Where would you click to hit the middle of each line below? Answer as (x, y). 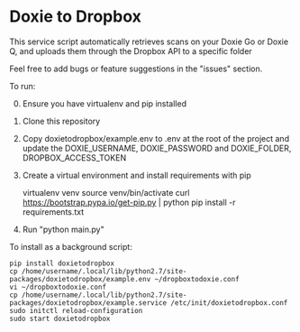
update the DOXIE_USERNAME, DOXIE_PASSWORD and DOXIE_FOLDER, (157, 148)
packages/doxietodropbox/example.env (80, 279)
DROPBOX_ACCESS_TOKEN (74, 157)
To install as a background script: (71, 246)
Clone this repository (61, 121)
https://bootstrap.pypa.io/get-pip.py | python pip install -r (129, 202)
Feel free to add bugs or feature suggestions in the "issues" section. (136, 69)
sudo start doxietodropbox (60, 318)
